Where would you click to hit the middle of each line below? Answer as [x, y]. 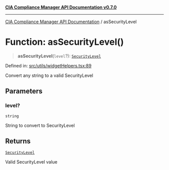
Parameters [24, 91]
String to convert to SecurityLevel [40, 125]
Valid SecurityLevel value [31, 162]
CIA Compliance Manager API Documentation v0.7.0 [61, 7]
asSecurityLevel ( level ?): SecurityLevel [59, 56]
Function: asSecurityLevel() [65, 42]
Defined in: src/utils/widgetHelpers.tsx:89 [48, 65]
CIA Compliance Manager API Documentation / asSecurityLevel [71, 22]
